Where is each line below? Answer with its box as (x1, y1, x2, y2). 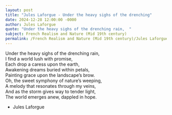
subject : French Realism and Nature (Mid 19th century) (5, 31, 127, 36)
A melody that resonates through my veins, (5, 83, 96, 89)
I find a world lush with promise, (5, 55, 73, 62)
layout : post (5, 7, 33, 13)
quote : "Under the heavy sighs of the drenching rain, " (5, 27, 132, 32)
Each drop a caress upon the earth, (5, 61, 80, 67)
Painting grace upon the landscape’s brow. (5, 72, 95, 78)
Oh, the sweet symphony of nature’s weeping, (5, 78, 102, 84)
